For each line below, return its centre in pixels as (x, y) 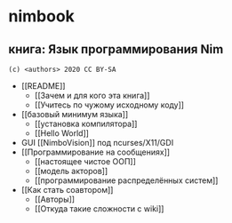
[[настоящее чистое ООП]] (85, 161)
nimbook (41, 16)
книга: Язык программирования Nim (116, 49)
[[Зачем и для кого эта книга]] (92, 96)
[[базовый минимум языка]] (75, 114)
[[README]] (43, 86)
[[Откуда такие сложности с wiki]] (99, 209)
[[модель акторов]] (71, 171)
